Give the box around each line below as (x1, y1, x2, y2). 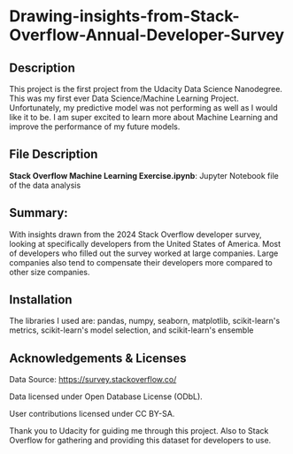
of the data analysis (9, 180, 81, 190)
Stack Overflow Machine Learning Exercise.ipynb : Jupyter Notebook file (9, 170, 279, 181)
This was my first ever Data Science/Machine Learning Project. (9, 93, 239, 104)
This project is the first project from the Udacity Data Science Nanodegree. (9, 84, 283, 94)
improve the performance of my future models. (9, 121, 181, 132)
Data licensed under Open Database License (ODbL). (9, 391, 204, 402)
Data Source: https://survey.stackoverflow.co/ (9, 374, 177, 385)
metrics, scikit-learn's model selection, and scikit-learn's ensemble (9, 325, 254, 335)
